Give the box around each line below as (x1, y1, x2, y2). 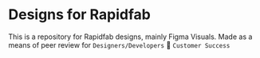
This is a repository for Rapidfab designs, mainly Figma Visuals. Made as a (8, 32, 253, 41)
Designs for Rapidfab (8, 6, 152, 24)
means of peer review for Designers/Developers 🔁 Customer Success (8, 40, 230, 49)
